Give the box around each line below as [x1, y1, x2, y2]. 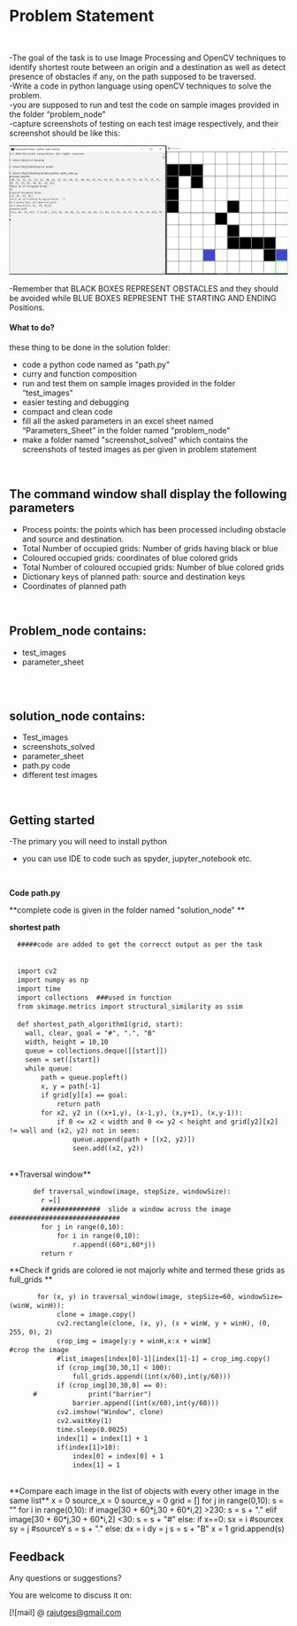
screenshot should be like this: [9, 128, 121, 138]
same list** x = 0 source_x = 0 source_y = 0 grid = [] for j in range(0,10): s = [9, 1495, 285, 1506]
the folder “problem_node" [9, 108, 106, 120]
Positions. [9, 302, 46, 313]
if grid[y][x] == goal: [41, 1091, 128, 1100]
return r [41, 1249, 73, 1258]
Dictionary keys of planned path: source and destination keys [21, 571, 246, 581]
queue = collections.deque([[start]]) [25, 1046, 168, 1055]
